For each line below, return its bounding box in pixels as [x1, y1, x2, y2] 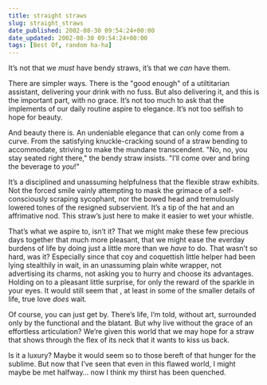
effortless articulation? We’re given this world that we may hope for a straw [8, 327, 255, 336]
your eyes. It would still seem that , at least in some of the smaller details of [8, 286, 255, 296]
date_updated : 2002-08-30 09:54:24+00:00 [8, 33, 148, 42]
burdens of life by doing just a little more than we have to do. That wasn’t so [8, 244, 258, 253]
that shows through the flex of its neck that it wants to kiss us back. [8, 336, 230, 345]
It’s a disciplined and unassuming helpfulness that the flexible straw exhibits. [8, 177, 260, 187]
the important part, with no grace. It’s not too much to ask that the [8, 96, 225, 105]
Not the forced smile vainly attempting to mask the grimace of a [8, 186, 218, 195]
